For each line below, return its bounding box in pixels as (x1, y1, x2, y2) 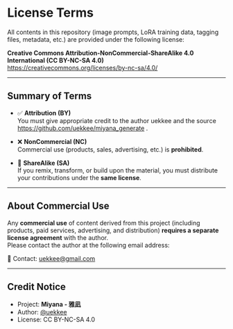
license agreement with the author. (7, 233, 109, 241)
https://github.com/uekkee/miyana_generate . (17, 124, 148, 132)
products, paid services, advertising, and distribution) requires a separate (7, 226, 219, 234)
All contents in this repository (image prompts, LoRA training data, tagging (7, 28, 219, 36)
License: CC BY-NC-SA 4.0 (17, 315, 96, 324)
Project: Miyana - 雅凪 (17, 300, 81, 309)
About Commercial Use (7, 200, 110, 212)
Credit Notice (7, 280, 66, 293)
